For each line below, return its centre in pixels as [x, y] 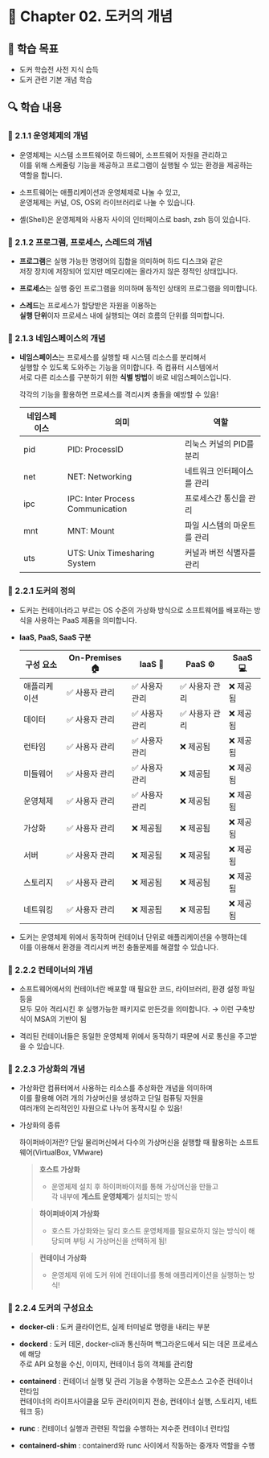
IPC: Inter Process [101, 499]
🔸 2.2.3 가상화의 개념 [47, 1069]
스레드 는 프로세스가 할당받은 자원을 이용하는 [88, 305]
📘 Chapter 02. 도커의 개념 [90, 16]
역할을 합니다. [41, 175]
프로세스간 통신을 [215, 498]
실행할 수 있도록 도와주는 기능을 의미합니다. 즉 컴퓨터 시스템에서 [118, 368]
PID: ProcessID [95, 450]
